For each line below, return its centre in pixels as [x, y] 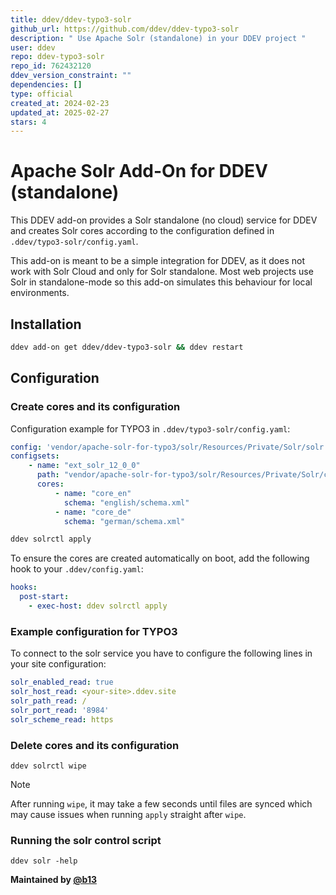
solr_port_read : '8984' [60, 710]
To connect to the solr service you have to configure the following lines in [161, 653]
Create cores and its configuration [95, 407]
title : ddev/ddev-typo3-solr [71, 19]
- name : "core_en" [93, 493]
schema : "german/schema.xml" [124, 521]
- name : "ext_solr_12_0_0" [84, 466]
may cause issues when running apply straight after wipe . [128, 814]
